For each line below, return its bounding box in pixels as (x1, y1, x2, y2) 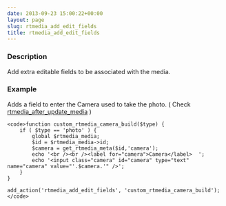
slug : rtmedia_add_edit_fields (7, 23, 97, 30)
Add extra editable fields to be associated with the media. (7, 67, 171, 76)
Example (7, 84, 37, 94)
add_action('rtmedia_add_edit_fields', (7, 187, 122, 194)
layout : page (7, 16, 45, 23)
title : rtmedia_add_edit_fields (7, 29, 100, 36)
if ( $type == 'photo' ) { (19, 126, 97, 134)
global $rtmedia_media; (32, 133, 100, 139)
